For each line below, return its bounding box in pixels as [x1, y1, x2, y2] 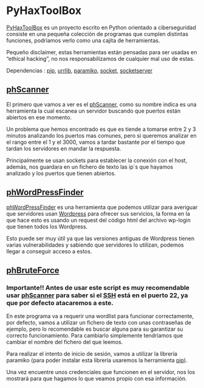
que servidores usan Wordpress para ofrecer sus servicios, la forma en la [6, 210, 190, 217]
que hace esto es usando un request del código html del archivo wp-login [6, 216, 191, 224]
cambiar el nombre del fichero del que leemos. [6, 339, 123, 346]
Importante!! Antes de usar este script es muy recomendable [6, 283, 190, 292]
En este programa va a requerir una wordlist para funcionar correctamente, [6, 312, 194, 320]
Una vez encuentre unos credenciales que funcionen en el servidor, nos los [6, 369, 195, 376]
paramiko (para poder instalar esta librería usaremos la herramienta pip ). [6, 357, 188, 364]
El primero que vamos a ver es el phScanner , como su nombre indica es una [6, 101, 197, 108]
